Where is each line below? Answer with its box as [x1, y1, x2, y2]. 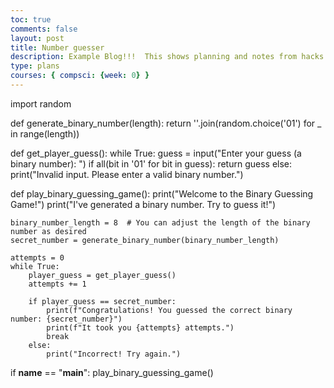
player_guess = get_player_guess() [28, 270, 177, 280]
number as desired [10, 226, 87, 236]
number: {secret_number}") [10, 314, 123, 324]
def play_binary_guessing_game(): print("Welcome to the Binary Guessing [10, 187, 314, 200]
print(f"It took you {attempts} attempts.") [46, 322, 235, 333]
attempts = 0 [10, 252, 65, 263]
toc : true [10, 14, 52, 25]
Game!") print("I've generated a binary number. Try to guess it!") [10, 198, 277, 210]
